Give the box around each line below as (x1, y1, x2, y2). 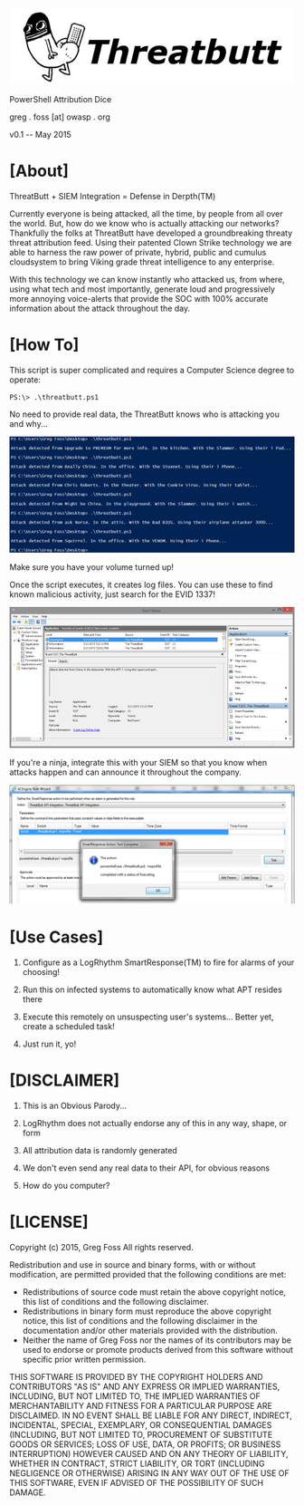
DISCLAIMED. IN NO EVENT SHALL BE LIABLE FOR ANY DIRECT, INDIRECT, (9, 1410, 292, 1421)
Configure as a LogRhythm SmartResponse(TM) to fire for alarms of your (22, 957, 295, 968)
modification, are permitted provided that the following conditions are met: (9, 1269, 287, 1279)
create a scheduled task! (22, 1021, 115, 1032)
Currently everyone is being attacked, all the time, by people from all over (9, 207, 283, 219)
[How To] (9, 334, 80, 355)
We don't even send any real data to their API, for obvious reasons (22, 1163, 270, 1173)
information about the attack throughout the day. (9, 303, 191, 314)
